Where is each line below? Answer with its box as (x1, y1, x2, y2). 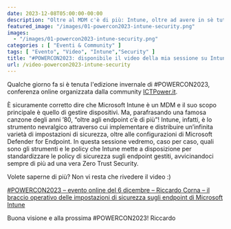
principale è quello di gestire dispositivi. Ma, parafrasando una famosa (7, 108, 206, 116)
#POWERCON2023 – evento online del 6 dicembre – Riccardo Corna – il (7, 186, 210, 194)
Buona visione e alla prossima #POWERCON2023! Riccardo (7, 214, 176, 222)
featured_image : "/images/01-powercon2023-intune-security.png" (7, 23, 195, 30)
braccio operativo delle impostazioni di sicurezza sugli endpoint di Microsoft (7, 193, 223, 201)
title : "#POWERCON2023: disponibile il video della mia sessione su (7, 55, 208, 62)
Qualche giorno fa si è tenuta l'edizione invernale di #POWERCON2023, (7, 80, 210, 88)
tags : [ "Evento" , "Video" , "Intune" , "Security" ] (7, 49, 155, 56)
